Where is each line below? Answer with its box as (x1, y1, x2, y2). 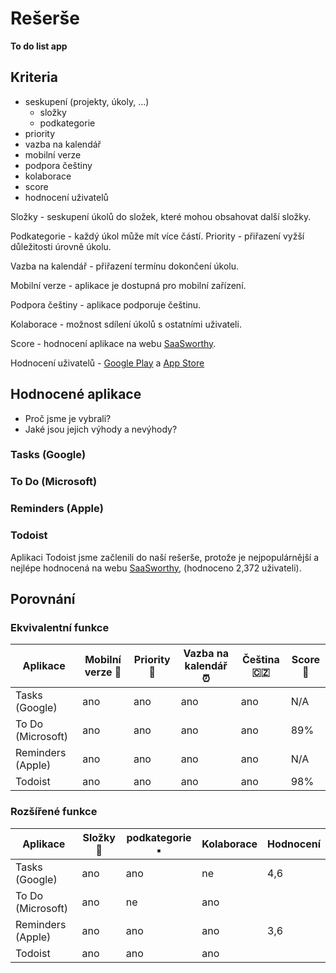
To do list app (10, 40, 68, 52)
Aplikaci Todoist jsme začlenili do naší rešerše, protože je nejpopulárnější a (10, 551, 319, 563)
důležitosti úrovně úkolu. (10, 240, 112, 252)
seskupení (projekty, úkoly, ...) (24, 95, 150, 107)
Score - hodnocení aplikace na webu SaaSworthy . (10, 337, 217, 349)
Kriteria (10, 69, 58, 86)
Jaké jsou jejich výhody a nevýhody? (24, 423, 178, 435)
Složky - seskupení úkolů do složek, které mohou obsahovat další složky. (10, 210, 312, 222)
